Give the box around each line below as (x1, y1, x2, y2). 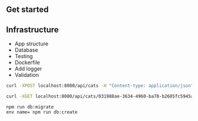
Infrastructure (6, 25, 59, 35)
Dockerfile (14, 59, 40, 66)
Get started (6, 5, 49, 15)
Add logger (14, 65, 42, 72)
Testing (14, 53, 34, 60)
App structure (14, 41, 49, 48)
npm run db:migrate (6, 104, 54, 110)
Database (14, 46, 38, 53)
